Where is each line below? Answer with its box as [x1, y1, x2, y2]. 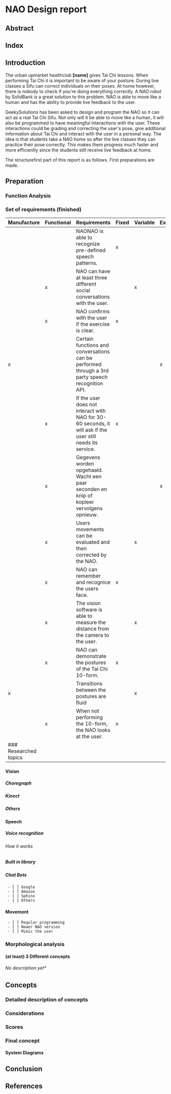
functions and [76, 342, 109, 349]
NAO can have [76, 268, 110, 275]
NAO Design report [5, 4, 87, 15]
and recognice [76, 579, 111, 586]
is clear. [76, 327, 95, 334]
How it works [5, 843, 33, 849]
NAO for [76, 414, 96, 421]
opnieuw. [76, 511, 98, 518]
